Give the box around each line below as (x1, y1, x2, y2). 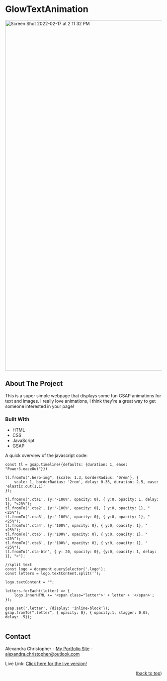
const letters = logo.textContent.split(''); (5, 571, 101, 576)
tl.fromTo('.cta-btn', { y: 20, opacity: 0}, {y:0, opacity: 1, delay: (5, 549, 157, 555)
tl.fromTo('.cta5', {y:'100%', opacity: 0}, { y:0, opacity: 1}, (5, 532, 143, 537)
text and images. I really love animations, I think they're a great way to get (5, 398, 156, 404)
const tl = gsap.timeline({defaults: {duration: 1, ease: (5, 462, 128, 467)
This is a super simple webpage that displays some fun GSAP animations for (5, 392, 162, 399)
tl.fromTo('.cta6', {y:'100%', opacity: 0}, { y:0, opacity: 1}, (5, 541, 143, 546)
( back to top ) (135, 670, 162, 676)
